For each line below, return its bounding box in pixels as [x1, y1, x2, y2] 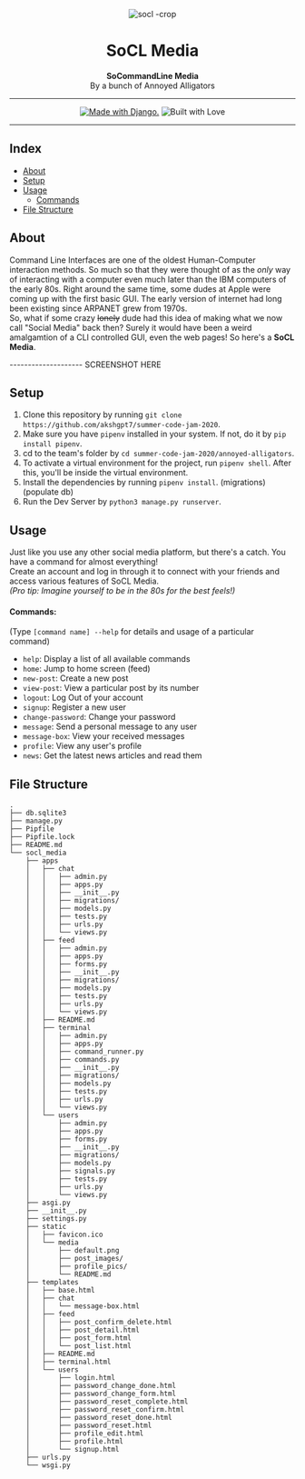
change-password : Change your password [22, 712, 176, 723]
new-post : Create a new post [22, 673, 129, 684]
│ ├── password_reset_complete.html [25, 1397, 189, 1406]
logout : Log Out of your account [22, 692, 143, 704]
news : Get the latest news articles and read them [22, 750, 202, 761]
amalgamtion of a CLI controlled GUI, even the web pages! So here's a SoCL [9, 332, 295, 343]
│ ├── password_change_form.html [25, 1389, 177, 1399]
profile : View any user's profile [22, 741, 143, 752]
